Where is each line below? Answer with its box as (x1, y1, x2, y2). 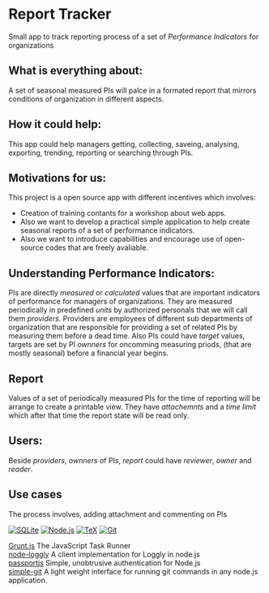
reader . (8, 464, 33, 474)
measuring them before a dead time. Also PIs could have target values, (8, 331, 246, 341)
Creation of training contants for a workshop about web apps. (19, 208, 227, 218)
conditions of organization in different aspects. (8, 94, 164, 104)
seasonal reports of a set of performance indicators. (19, 226, 195, 235)
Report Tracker (8, 5, 112, 24)
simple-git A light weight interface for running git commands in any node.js (8, 566, 258, 576)
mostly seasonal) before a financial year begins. (8, 348, 169, 358)
